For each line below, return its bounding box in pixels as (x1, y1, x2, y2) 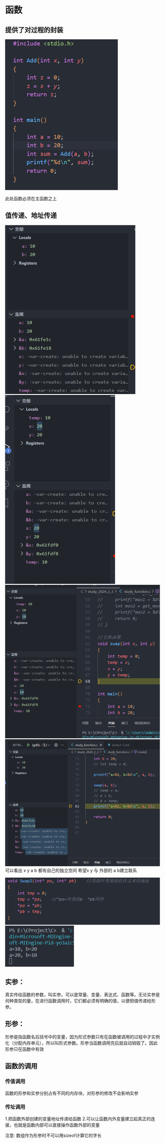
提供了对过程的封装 (5, 26, 63, 34)
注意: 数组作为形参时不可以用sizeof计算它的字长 (5, 1132, 102, 1138)
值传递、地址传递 (5, 212, 57, 220)
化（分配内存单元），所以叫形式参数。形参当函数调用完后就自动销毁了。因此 (5, 1040, 158, 1046)
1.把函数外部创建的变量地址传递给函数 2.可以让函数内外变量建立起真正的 (5, 1115, 151, 1122)
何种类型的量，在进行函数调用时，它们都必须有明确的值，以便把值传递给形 (5, 998, 156, 1004)
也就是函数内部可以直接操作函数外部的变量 (13, 1122, 100, 1128)
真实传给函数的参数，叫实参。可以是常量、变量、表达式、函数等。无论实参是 (5, 992, 160, 998)
